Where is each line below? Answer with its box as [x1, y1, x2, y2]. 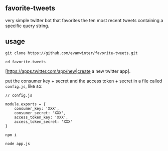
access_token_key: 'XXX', [14, 115, 69, 120]
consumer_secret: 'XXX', [14, 110, 66, 115]
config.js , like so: [5, 83, 43, 89]
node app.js [5, 141, 30, 146]
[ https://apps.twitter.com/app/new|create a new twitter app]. [5, 68, 131, 74]
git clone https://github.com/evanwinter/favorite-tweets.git [5, 50, 138, 56]
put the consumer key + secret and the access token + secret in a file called [5, 78, 162, 84]
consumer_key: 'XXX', [14, 106, 59, 111]
